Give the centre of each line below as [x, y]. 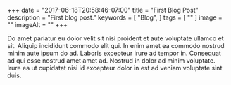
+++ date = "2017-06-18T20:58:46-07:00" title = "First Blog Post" [103, 10]
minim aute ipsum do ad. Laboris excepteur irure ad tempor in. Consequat [114, 53]
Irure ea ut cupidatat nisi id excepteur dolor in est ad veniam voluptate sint [115, 68]
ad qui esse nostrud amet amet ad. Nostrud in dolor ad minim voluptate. [112, 61]
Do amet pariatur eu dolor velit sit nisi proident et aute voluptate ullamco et [115, 38]
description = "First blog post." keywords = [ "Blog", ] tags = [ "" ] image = [115, 17]
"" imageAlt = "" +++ [38, 25]
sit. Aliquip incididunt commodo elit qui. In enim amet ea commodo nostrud [116, 46]
